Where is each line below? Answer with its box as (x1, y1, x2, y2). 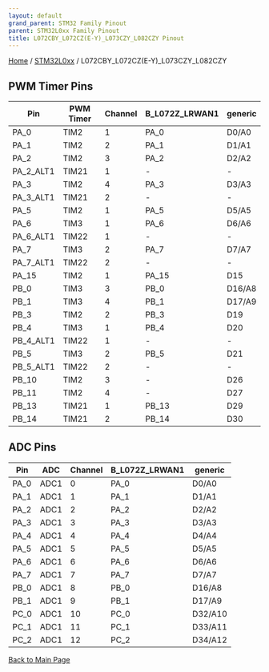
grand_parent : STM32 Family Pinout (8, 19, 127, 27)
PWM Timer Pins (8, 79, 94, 93)
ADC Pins (8, 440, 57, 454)
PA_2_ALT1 (12, 166, 55, 177)
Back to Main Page (8, 654, 70, 664)
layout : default (8, 11, 62, 20)
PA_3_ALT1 (12, 192, 55, 203)
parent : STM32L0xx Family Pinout (8, 26, 120, 34)
